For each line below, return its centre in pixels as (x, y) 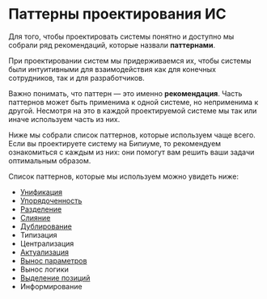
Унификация (41, 192)
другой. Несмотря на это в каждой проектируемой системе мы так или (133, 111)
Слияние (35, 217)
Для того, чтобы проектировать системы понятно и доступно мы (121, 36)
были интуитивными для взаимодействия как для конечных (112, 69)
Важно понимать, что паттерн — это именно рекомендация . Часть (125, 93)
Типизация (39, 234)
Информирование (51, 286)
